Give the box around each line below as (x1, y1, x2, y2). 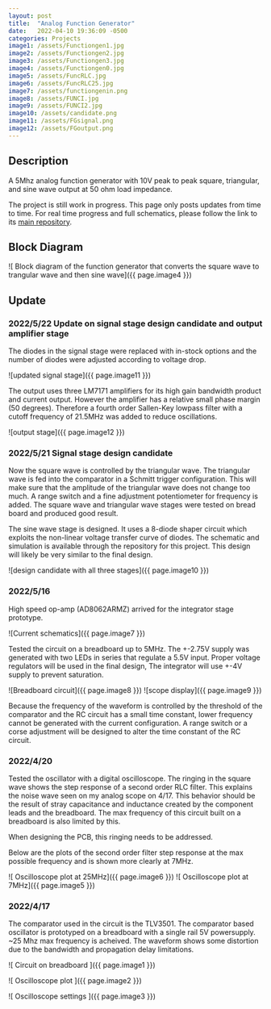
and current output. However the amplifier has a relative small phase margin (8, 394, 261, 404)
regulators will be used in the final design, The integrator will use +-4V (8, 661, 243, 670)
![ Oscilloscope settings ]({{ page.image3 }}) (8, 991, 156, 1001)
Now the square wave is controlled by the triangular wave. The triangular (8, 465, 250, 476)
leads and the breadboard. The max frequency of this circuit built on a (8, 807, 241, 817)
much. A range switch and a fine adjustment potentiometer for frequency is (8, 491, 258, 501)
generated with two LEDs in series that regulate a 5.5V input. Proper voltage (8, 653, 261, 662)
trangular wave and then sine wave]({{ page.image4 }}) (8, 270, 192, 280)
